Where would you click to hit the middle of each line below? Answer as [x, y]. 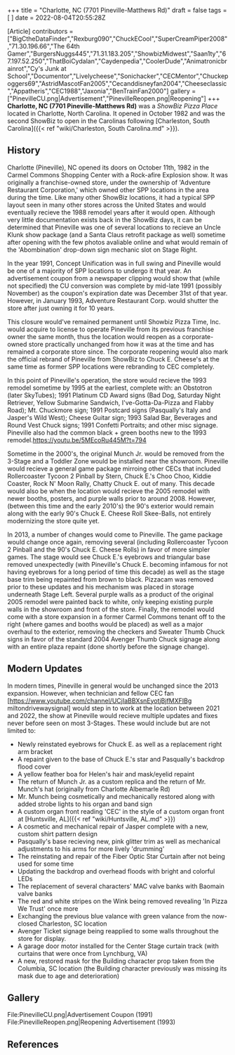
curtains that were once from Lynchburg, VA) [82, 953]
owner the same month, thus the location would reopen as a [94, 336]
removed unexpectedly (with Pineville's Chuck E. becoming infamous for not [117, 564]
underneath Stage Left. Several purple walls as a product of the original [110, 594]
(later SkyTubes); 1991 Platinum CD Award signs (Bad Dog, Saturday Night [114, 395]
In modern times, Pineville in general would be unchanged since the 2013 [113, 686]
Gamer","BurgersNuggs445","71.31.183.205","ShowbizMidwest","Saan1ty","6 [117, 53]
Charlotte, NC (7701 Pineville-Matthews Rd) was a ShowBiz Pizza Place [113, 106]
